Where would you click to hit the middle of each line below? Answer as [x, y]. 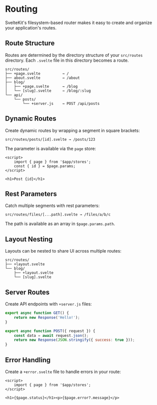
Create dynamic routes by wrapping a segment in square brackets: [72, 130]
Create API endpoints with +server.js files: [49, 304]
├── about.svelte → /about [42, 78]
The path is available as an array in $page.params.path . [60, 224]
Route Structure [30, 43]
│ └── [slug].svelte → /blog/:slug [48, 91]
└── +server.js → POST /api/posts [61, 103]
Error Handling [28, 360]
